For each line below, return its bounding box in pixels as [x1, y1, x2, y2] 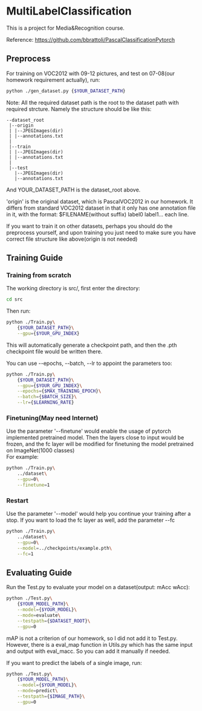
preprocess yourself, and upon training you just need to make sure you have [6, 229, 197, 236]
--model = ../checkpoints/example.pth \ [17, 545, 112, 551]
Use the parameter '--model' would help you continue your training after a [6, 510, 191, 518]
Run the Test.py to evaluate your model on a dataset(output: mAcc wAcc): [6, 584, 191, 591]
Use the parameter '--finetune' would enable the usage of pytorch [6, 427, 171, 435]
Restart [6, 496, 28, 504]
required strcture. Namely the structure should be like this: [6, 105, 152, 113]
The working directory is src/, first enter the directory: [6, 285, 140, 292]
